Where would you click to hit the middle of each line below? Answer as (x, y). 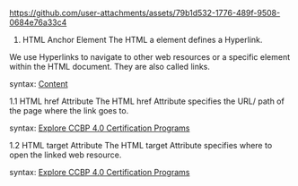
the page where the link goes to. (69, 110)
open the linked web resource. (66, 155)
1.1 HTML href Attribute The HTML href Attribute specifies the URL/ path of (147, 101)
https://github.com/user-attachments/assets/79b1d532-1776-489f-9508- (145, 13)
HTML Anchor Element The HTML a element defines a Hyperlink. (142, 40)
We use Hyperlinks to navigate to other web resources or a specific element (150, 57)
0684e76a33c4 (38, 22)
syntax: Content (39, 84)
